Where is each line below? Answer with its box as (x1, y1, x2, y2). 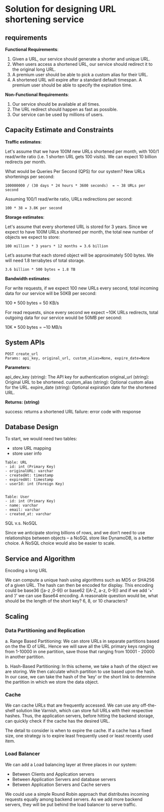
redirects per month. (5, 159, 47, 165)
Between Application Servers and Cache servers (12, 782, 111, 787)
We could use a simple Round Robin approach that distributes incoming (5, 791, 149, 797)
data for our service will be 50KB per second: (5, 290, 97, 296)
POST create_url (5, 351, 38, 356)
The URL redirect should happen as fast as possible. (12, 107, 118, 112)
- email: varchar (5, 507, 41, 512)
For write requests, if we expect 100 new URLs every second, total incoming (5, 285, 159, 291)
